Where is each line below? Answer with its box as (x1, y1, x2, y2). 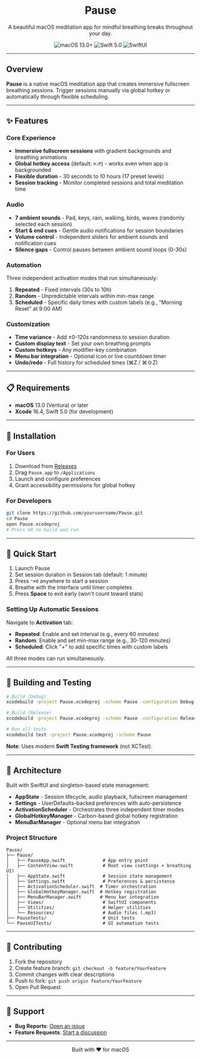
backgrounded (14, 166, 51, 174)
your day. (89, 29, 112, 37)
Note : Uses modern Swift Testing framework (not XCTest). (6, 743, 153, 750)
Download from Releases (14, 462, 77, 470)
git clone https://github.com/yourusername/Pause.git (6, 510, 144, 516)
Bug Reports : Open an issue (14, 1022, 85, 1029)
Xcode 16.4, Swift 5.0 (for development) (14, 408, 114, 415)
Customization (6, 320, 50, 328)
